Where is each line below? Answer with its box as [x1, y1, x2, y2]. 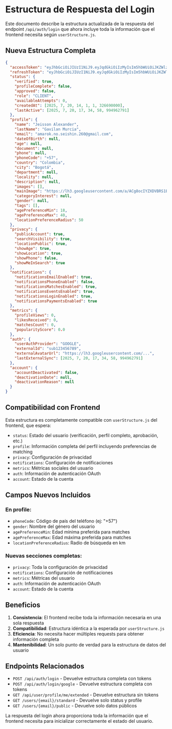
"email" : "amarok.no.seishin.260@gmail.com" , [14, 131, 114, 136]
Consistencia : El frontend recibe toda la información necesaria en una [12, 614, 161, 620]
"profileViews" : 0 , [14, 313, 56, 318]
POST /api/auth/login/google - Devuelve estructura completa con [12, 681, 153, 687]
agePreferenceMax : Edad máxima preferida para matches [12, 534, 132, 540]
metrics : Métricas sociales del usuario [12, 465, 94, 471]
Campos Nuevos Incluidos [5, 491, 91, 500]
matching [12, 448, 33, 455]
